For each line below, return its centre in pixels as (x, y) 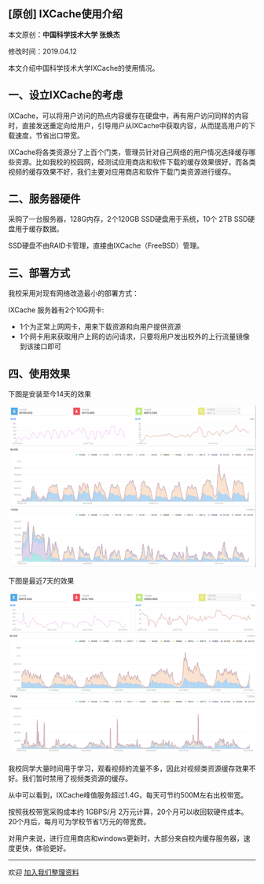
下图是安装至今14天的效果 (50, 394)
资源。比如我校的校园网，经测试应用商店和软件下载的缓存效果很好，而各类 (135, 162)
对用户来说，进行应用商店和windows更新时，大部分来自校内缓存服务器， (126, 838)
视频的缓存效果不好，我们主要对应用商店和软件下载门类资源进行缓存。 (122, 171)
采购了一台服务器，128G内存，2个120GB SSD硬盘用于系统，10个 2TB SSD (128, 219)
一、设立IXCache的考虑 (66, 96)
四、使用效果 (39, 373)
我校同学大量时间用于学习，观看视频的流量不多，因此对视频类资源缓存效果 (128, 768)
